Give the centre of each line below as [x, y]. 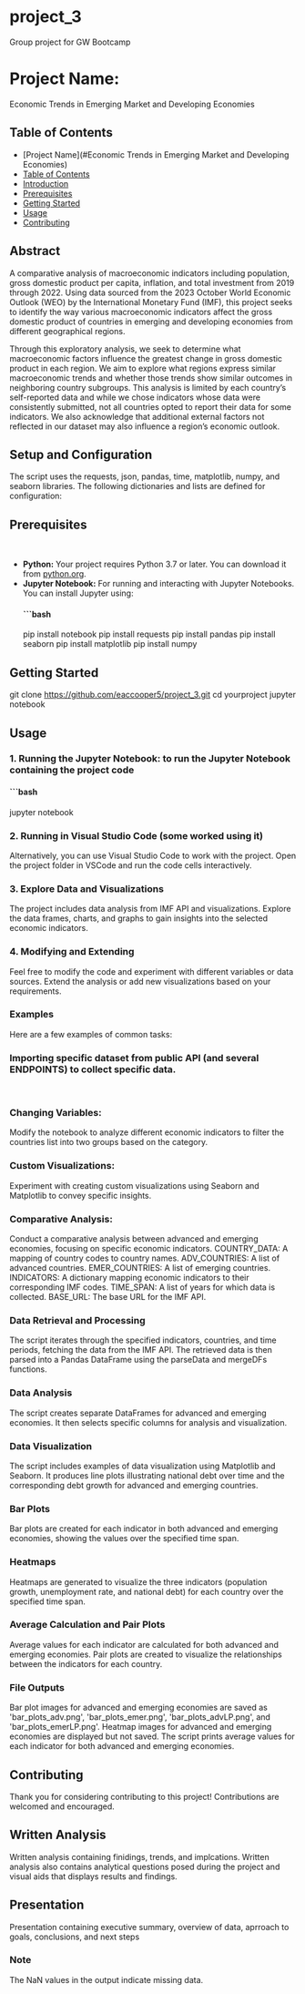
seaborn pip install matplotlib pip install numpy [110, 644]
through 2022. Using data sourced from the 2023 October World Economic [150, 292]
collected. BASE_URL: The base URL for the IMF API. [108, 1297]
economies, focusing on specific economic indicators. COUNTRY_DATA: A [149, 1249]
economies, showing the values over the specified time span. [124, 1539]
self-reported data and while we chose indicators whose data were [135, 397]
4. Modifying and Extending [72, 952]
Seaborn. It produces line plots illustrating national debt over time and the [147, 1475]
